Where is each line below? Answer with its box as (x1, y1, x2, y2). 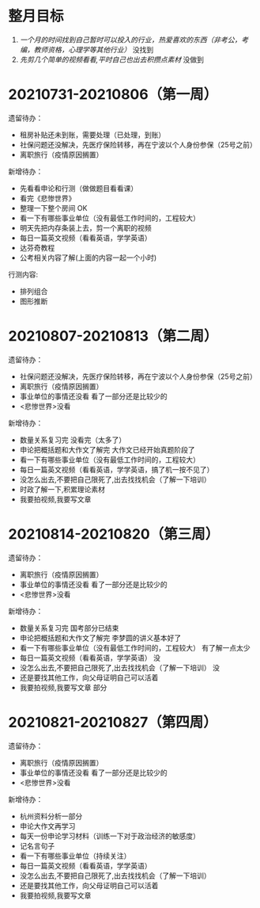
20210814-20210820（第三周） (8, 525, 220, 543)
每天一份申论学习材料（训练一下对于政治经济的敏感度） (19, 831, 200, 841)
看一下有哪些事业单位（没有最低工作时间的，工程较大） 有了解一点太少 (19, 643, 251, 652)
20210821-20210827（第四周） (8, 713, 217, 731)
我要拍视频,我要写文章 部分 (19, 682, 107, 692)
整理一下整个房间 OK (19, 203, 88, 212)
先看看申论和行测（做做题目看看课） (19, 183, 138, 193)
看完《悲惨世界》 (19, 193, 76, 203)
